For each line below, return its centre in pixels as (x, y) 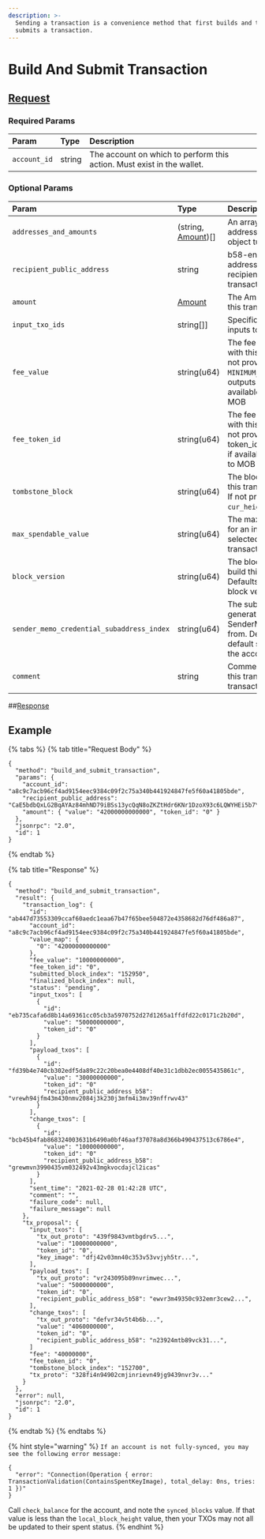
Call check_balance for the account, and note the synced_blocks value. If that (131, 1511)
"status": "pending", (65, 988)
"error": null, (40, 1396)
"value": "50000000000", (84, 1023)
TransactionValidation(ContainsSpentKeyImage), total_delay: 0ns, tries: (132, 1482)
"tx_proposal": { (51, 1223)
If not (237, 496)
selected (244, 539)
